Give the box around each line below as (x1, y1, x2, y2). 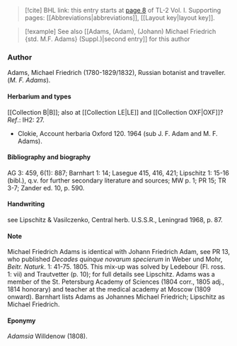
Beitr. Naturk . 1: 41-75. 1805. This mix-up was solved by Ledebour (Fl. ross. (7, 263, 226, 271)
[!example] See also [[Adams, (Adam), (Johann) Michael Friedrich (24, 28, 216, 35)
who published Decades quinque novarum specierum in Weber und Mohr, (7, 255, 223, 264)
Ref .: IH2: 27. (7, 115, 45, 124)
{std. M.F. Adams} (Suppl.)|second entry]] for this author (24, 35, 190, 43)
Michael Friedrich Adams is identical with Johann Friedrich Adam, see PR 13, (7, 248, 231, 256)
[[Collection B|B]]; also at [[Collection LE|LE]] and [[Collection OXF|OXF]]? (7, 108, 224, 116)
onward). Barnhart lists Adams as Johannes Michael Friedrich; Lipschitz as (7, 293, 225, 301)
